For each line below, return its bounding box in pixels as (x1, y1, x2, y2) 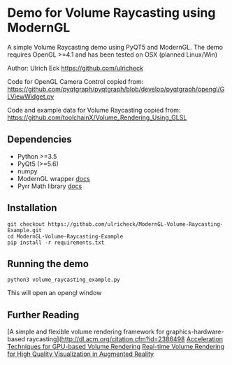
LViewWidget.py (7, 92, 55, 101)
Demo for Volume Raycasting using (7, 5, 216, 21)
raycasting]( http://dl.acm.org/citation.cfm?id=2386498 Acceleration (27, 335, 224, 343)
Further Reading (7, 309, 80, 321)
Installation (7, 202, 57, 214)
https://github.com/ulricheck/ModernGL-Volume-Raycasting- (48, 220, 224, 228)
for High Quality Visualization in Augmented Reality (7, 350, 154, 358)
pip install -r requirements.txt (7, 239, 105, 246)
